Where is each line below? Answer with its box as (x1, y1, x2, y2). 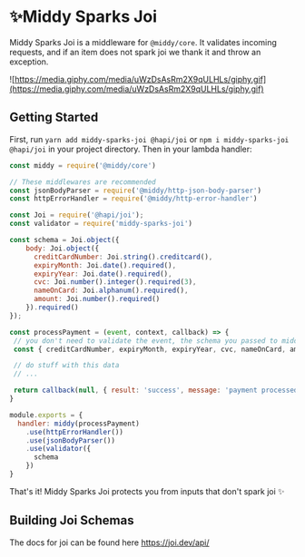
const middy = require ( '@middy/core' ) (9, 161, 156, 170)
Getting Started (9, 110, 99, 125)
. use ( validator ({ (25, 445, 92, 454)
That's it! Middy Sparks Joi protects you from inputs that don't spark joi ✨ (9, 485, 285, 496)
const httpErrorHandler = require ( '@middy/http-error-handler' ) (9, 194, 258, 203)
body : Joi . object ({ (25, 243, 100, 253)
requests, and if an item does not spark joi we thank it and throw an (9, 46, 261, 57)
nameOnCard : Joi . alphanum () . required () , (33, 286, 189, 296)
